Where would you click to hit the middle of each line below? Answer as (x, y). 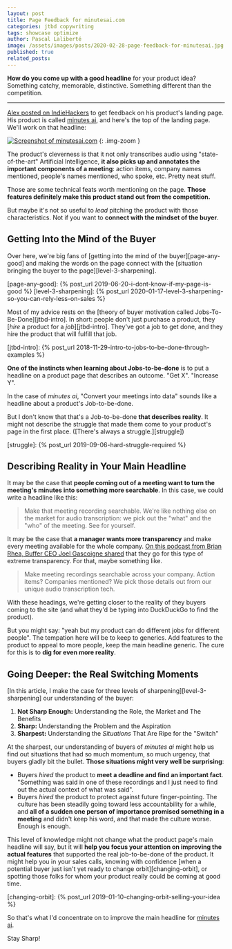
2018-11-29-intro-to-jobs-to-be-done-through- (143, 347)
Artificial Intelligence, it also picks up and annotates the (120, 161)
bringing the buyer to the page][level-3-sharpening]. (82, 271)
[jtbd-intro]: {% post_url (41, 347)
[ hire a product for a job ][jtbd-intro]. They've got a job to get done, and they (115, 326)
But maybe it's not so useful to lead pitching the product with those (103, 210)
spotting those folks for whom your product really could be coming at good (114, 877)
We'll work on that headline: (47, 127)
